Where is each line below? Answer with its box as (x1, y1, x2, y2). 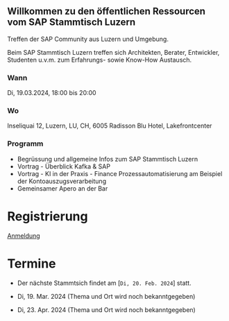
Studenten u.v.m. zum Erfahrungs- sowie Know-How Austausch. (7, 55, 192, 64)
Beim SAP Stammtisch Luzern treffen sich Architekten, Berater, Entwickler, (7, 48, 220, 56)
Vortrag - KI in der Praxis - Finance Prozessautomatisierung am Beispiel (17, 169, 223, 177)
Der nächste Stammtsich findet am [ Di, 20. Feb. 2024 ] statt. (17, 279, 192, 287)
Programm (7, 139, 44, 148)
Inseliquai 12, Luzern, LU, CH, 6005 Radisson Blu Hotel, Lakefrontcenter (7, 121, 212, 130)
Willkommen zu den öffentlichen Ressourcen (7, 6, 206, 17)
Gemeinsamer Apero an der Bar (17, 184, 108, 193)
